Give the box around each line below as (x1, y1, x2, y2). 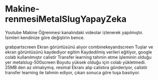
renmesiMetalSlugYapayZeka (5, 13, 127, 25)
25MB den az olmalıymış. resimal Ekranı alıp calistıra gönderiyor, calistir (5, 64, 148, 70)
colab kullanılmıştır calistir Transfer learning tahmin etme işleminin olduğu (5, 54, 152, 60)
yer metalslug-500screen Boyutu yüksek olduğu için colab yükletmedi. (5, 59, 146, 65)
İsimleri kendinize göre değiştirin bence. (5, 35, 85, 40)
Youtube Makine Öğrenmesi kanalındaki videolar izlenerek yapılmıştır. (5, 29, 143, 35)
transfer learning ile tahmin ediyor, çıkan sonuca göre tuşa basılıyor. (5, 69, 141, 75)
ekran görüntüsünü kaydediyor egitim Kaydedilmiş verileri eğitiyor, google (5, 49, 152, 55)
